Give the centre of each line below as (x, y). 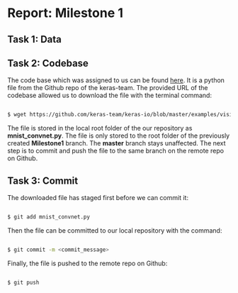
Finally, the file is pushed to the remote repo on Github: (87, 263)
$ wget (17, 115)
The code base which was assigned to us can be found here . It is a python (116, 80)
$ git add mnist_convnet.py (49, 217)
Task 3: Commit (43, 181)
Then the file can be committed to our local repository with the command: (115, 230)
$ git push (23, 282)
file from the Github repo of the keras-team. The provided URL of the (108, 88)
